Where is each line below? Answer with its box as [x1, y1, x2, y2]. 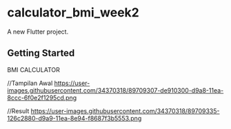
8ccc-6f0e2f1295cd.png [7, 93, 77, 102]
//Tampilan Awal [7, 79, 53, 87]
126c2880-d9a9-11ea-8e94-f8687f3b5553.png [7, 114, 142, 122]
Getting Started [7, 47, 75, 59]
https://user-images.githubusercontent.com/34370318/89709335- [30, 106, 220, 115]
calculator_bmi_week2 [7, 5, 139, 21]
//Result [7, 106, 30, 115]
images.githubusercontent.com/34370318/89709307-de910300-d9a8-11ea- [7, 86, 224, 94]
